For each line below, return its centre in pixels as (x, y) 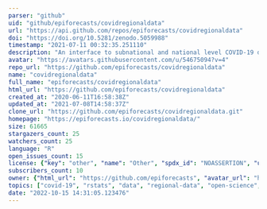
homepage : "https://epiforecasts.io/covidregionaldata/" (104, 119)
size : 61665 (28, 126)
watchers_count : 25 (41, 141)
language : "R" (32, 149)
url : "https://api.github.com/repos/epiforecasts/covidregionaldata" (126, 30)
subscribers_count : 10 (46, 171)
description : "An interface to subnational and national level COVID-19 (131, 52)
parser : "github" (37, 15)
